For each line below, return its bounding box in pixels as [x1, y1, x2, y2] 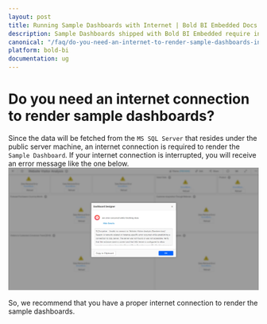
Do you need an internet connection [8, 90, 250, 108]
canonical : [8, 38, 44, 46]
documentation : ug [8, 55, 69, 63]
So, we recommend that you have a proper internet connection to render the [8, 298, 258, 307]
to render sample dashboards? [8, 107, 215, 125]
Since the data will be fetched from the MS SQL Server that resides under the [8, 133, 257, 142]
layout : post [8, 13, 52, 21]
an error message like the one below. [8, 158, 130, 168]
